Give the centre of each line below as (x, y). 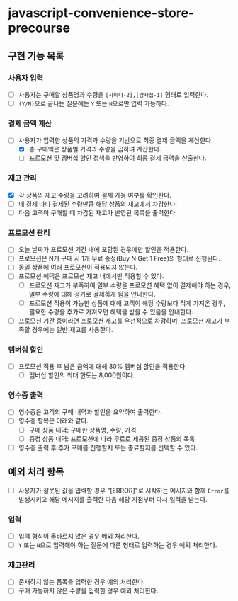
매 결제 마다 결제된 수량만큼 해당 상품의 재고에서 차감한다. (98, 204)
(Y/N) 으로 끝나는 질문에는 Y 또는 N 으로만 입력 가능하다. (93, 103)
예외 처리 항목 (36, 472)
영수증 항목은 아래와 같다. (53, 421)
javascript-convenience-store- (101, 13)
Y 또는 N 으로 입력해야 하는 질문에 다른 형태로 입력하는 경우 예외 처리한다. (118, 545)
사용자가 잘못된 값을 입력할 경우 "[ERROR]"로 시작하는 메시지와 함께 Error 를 (124, 491)
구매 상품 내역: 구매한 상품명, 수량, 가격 (83, 430)
